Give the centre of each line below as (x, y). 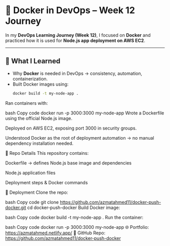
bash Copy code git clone (32, 202)
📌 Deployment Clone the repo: (37, 192)
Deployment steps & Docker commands (47, 182)
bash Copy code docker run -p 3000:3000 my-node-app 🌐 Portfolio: (77, 227)
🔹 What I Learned (33, 61)
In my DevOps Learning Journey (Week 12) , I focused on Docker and (78, 35)
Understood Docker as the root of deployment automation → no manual (80, 138)
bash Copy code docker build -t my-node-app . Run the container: (74, 217)
